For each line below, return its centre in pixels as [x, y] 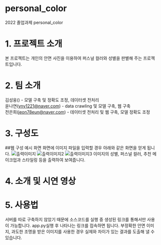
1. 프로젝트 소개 [34, 44]
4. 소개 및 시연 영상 [40, 181]
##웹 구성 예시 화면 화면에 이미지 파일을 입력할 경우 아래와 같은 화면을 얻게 [76, 148]
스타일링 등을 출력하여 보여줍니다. [54, 160]
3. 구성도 [22, 133]
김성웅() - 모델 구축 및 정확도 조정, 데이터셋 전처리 [52, 100]
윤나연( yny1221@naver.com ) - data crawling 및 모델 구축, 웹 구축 [68, 106]
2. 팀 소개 [23, 86]
